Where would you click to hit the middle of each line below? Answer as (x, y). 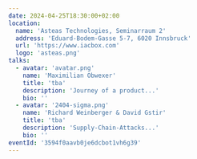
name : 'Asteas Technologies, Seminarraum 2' (91, 31)
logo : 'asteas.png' (48, 53)
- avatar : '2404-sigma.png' (62, 105)
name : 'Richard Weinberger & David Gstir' (94, 113)
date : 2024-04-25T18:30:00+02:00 (64, 16)
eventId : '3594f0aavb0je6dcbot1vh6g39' (75, 143)
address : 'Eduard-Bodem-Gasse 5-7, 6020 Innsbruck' (104, 38)
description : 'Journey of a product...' (91, 90)
